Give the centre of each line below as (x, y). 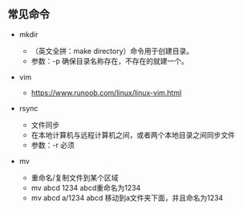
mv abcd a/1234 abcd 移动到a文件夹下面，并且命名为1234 (127, 198)
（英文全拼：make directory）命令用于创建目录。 (112, 51)
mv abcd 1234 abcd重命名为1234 (86, 187)
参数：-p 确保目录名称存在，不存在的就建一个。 (110, 61)
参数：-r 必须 (53, 145)
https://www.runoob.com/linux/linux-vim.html (106, 93)
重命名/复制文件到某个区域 (75, 177)
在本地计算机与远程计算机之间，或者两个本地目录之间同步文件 (133, 134)
